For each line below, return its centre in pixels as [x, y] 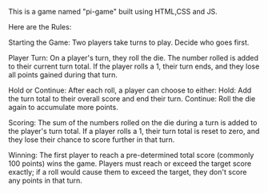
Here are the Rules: [40, 27]
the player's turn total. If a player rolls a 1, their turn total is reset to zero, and [134, 131]
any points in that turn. [45, 180]
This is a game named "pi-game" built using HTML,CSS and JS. [113, 12]
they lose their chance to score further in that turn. [92, 140]
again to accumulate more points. [63, 107]
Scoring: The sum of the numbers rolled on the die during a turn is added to [133, 122]
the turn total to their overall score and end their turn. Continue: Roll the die [132, 98]
